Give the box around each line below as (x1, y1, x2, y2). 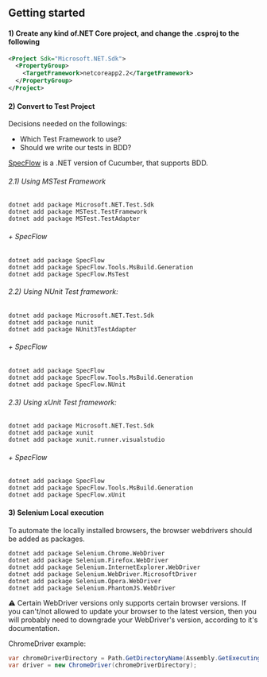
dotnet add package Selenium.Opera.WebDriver (8, 577, 161, 585)
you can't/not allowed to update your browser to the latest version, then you (8, 606, 257, 616)
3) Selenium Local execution (8, 508, 105, 517)
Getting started (8, 6, 86, 20)
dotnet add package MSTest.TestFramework (8, 208, 148, 216)
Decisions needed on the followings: (8, 119, 128, 129)
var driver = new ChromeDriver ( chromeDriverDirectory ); (8, 661, 197, 670)
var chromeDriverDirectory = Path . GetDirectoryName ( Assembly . (8, 654, 219, 662)
